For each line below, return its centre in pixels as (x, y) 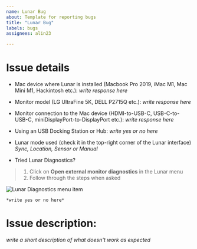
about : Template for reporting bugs (51, 17)
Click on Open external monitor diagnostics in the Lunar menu (106, 172)
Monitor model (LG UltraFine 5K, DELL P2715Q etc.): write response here (103, 102)
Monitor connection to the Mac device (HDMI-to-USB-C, (83, 113)
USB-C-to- (166, 113)
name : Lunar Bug (26, 12)
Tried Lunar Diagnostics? (45, 160)
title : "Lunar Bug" (30, 22)
